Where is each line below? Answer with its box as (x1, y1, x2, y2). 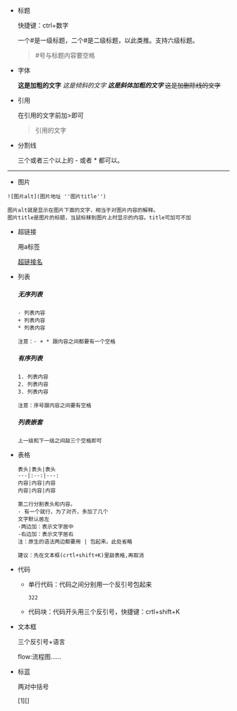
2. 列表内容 (17, 380, 49, 388)
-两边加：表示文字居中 (17, 523, 74, 530)
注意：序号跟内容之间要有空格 (17, 401, 92, 409)
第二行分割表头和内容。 (17, 500, 76, 508)
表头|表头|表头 (17, 466, 56, 473)
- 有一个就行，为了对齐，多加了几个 (17, 508, 109, 515)
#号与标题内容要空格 (35, 51, 95, 59)
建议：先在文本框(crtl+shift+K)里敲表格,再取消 (17, 552, 145, 559)
